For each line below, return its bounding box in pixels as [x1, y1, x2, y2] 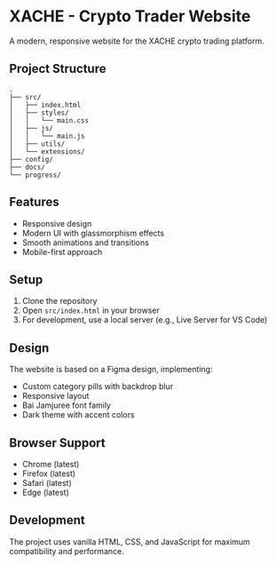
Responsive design [21, 218, 92, 228]
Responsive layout [21, 391, 90, 402]
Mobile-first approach [21, 246, 103, 257]
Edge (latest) [21, 487, 69, 497]
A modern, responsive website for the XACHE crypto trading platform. [9, 36, 264, 46]
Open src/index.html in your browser [21, 305, 160, 316]
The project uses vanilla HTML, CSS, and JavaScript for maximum [9, 536, 250, 547]
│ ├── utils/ [9, 139, 66, 148]
